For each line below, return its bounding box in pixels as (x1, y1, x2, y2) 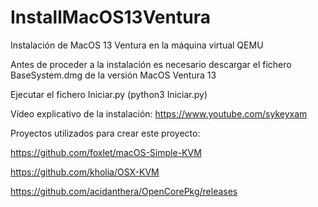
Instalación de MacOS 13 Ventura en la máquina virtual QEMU (10, 39, 264, 51)
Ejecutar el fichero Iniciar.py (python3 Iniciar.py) (10, 88, 208, 100)
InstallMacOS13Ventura (10, 6, 211, 29)
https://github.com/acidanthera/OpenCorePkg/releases (10, 185, 238, 197)
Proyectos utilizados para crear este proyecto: (10, 127, 201, 139)
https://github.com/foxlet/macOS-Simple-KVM (10, 146, 202, 158)
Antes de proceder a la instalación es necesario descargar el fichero (10, 58, 292, 70)
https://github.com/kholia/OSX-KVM (10, 166, 160, 178)
